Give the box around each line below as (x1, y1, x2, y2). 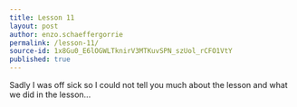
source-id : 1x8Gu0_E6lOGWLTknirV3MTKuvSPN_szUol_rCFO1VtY (9, 47, 233, 56)
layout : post (9, 22, 59, 31)
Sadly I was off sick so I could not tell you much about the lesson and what (9, 80, 288, 90)
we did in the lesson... (9, 89, 91, 100)
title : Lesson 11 (9, 13, 75, 22)
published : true (9, 55, 71, 64)
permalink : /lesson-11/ (9, 38, 100, 48)
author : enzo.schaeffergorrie (9, 30, 124, 39)
